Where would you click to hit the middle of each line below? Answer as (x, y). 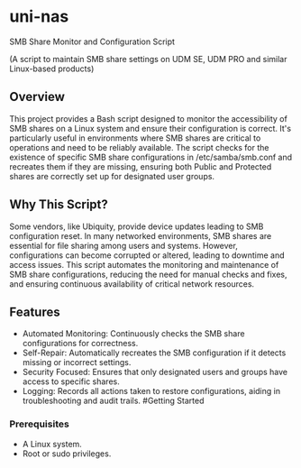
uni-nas (39, 17)
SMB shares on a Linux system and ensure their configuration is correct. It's (150, 128)
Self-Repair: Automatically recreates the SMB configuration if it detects (154, 353)
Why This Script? (59, 205)
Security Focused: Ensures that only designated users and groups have (155, 372)
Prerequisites (39, 424)
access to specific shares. (71, 381)
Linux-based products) (52, 69)
